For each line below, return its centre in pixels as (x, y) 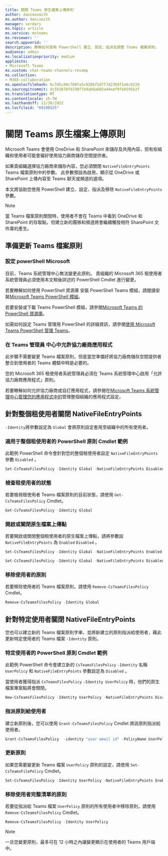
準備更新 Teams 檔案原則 (44, 246)
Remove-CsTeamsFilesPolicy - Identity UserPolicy (57, 822)
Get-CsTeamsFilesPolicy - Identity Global (49, 511)
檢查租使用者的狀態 (28, 482)
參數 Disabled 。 (22, 459)
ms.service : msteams (27, 33)
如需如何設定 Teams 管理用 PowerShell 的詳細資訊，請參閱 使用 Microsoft (80, 324)
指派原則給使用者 (26, 711)
